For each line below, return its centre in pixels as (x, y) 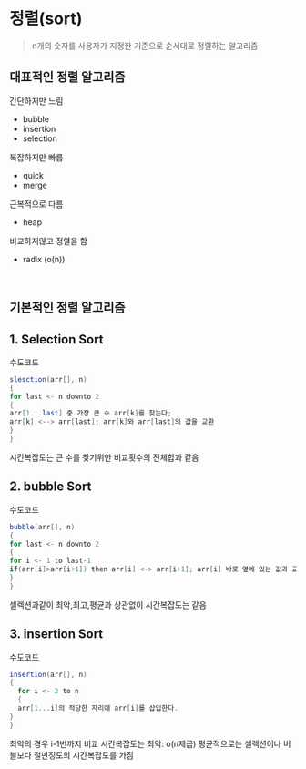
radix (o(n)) (44, 259)
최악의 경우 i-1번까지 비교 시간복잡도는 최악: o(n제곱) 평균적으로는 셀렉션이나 (146, 743)
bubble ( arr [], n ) (42, 527)
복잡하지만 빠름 (36, 157)
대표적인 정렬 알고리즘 (67, 77)
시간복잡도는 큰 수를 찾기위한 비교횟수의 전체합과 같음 (104, 457)
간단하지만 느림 (36, 100)
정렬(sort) (46, 19)
